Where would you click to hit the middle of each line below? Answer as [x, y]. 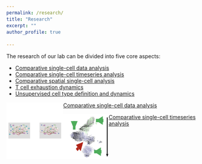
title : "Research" [29, 19]
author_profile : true [34, 32]
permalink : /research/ [35, 13]
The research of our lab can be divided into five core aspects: [83, 56]
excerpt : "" [21, 25]
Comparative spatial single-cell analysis [65, 81]
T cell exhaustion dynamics [49, 87]
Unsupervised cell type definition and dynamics [75, 94]
